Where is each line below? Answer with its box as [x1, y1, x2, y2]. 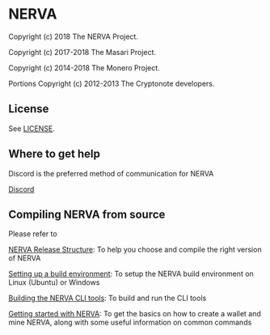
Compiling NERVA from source [8, 207, 166, 221]
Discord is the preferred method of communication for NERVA [8, 168, 214, 178]
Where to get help [8, 147, 101, 161]
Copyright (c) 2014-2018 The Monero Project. [8, 62, 160, 73]
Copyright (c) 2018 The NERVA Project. [8, 32, 139, 41]
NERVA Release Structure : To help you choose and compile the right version [8, 244, 262, 255]
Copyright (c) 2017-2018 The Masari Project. [8, 47, 156, 57]
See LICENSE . [8, 123, 55, 134]
